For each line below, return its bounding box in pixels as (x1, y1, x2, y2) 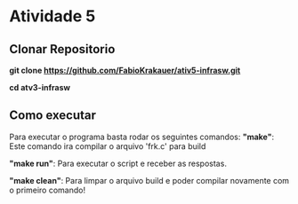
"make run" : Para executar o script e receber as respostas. (9, 158, 227, 169)
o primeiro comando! (9, 184, 86, 195)
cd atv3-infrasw (9, 82, 71, 92)
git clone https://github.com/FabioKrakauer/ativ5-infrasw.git (9, 65, 241, 75)
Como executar (9, 108, 96, 123)
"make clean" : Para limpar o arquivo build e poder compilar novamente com (9, 175, 290, 185)
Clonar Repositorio (9, 42, 116, 57)
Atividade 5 (9, 6, 96, 27)
